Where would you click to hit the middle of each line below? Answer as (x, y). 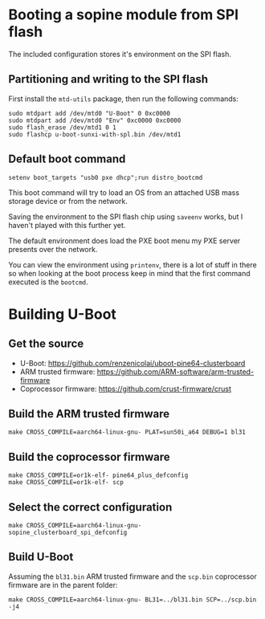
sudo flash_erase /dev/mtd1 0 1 (62, 127)
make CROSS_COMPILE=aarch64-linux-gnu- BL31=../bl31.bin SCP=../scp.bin (132, 600)
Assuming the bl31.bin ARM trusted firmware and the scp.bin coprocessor (132, 576)
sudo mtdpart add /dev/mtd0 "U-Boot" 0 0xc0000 (90, 113)
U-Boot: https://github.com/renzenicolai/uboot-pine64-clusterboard (132, 363)
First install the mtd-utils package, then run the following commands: (124, 99)
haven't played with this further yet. (67, 225)
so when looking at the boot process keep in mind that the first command (129, 273)
